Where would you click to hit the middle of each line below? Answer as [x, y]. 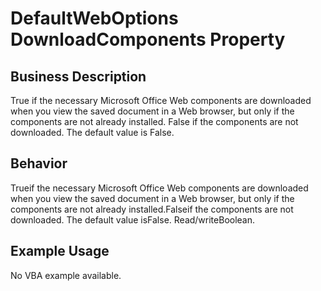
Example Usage [60, 251]
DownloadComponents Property [148, 39]
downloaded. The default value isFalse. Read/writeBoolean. [133, 219]
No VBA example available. [66, 275]
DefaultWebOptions [94, 18]
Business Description [78, 76]
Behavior [39, 163]
